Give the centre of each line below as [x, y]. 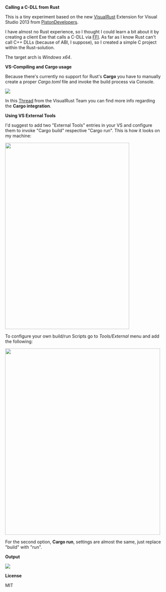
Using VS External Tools [30, 116]
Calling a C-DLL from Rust [32, 7]
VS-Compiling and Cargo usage [38, 67]
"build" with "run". [24, 547]
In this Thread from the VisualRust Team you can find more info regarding [80, 101]
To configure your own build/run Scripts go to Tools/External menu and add [82, 336]
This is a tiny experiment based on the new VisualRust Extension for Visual [81, 17]
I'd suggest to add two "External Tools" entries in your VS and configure [79, 125]
